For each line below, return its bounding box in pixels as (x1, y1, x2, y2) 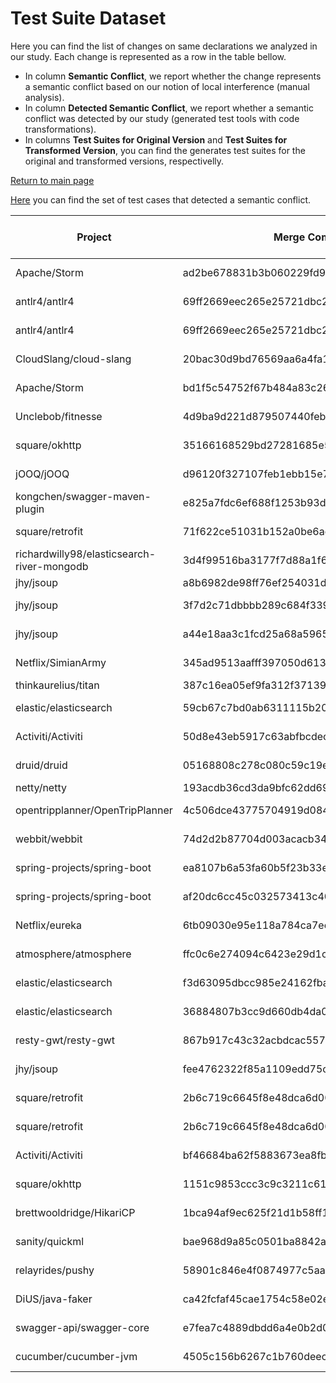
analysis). (24, 91, 65, 103)
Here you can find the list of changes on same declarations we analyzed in (10, 40, 318, 52)
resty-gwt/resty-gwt (15, 1033, 115, 1047)
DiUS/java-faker (15, 1292, 93, 1306)
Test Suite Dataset (10, 7, 167, 30)
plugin (15, 502, 45, 516)
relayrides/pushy (15, 1263, 95, 1277)
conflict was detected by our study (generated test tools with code (24, 112, 300, 124)
